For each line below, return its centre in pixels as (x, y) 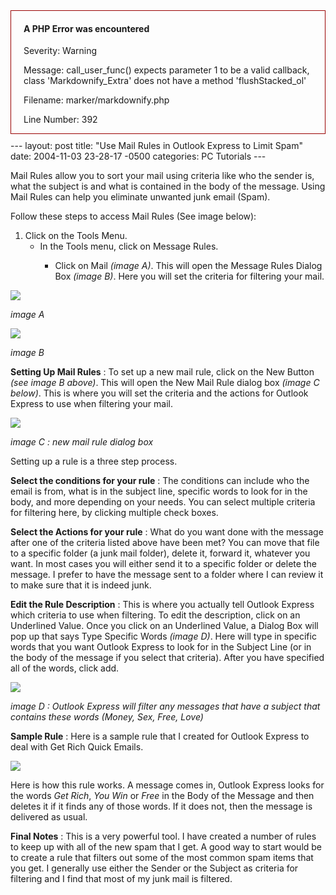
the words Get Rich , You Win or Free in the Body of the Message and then (162, 796)
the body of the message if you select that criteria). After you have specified (167, 658)
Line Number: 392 (60, 120)
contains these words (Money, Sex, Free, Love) (107, 717)
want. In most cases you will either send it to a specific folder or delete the (163, 564)
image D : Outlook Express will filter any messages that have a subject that (165, 706)
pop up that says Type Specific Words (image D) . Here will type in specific (163, 636)
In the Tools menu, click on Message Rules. (129, 246)
